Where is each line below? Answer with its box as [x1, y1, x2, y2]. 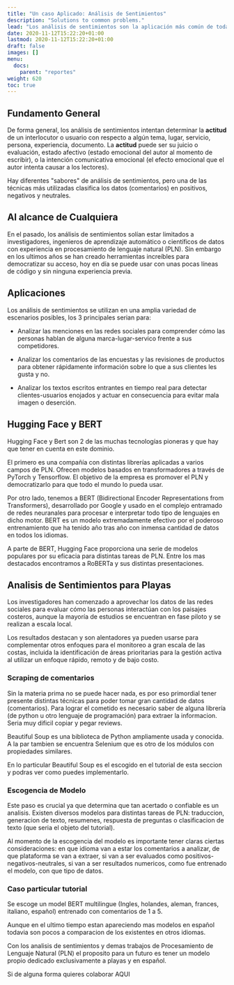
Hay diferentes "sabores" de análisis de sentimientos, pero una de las [7, 176, 208, 185]
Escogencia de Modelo [7, 785, 86, 795]
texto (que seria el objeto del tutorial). [7, 823, 115, 832]
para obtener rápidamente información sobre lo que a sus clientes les [17, 362, 217, 370]
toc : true [7, 82, 36, 89]
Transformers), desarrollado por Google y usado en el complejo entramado [7, 501, 223, 509]
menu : [7, 56, 23, 63]
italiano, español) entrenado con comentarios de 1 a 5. [7, 908, 163, 916]
